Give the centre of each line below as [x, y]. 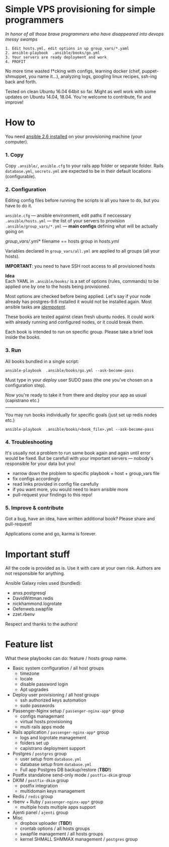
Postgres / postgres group [39, 754]
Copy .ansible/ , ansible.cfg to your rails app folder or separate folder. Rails [84, 166]
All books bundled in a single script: [42, 361]
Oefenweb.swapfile [33, 609]
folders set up [34, 743]
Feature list [29, 644]
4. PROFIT [16, 61]
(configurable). [21, 177]
